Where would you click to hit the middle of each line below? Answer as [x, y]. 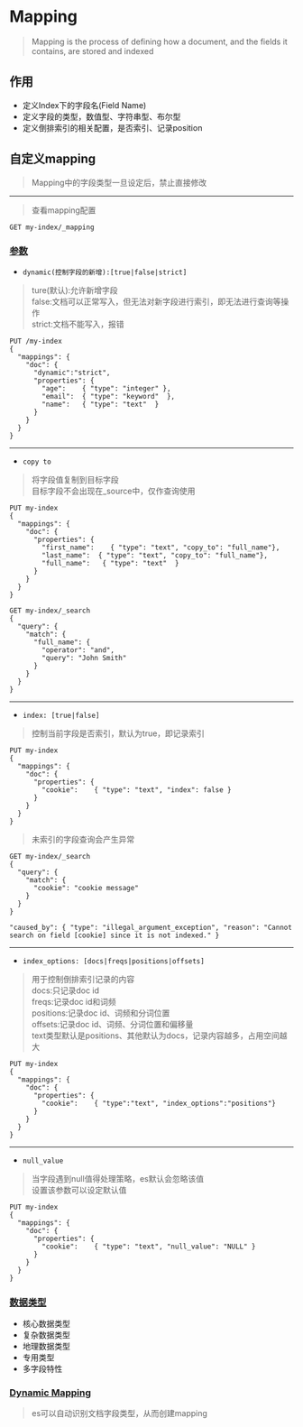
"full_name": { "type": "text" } [110, 563]
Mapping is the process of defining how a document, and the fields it [160, 41]
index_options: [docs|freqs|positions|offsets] [113, 961]
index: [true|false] [61, 715]
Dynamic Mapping [50, 1393]
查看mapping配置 [64, 210]
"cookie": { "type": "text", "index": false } [137, 790]
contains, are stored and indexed [92, 51]
